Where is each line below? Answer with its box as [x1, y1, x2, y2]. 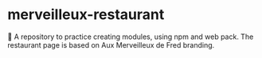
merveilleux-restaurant [7, 6, 165, 24]
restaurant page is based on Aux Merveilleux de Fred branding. [7, 40, 215, 49]
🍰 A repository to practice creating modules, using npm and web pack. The [7, 32, 254, 41]
